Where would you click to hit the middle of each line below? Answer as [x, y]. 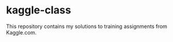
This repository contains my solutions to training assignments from [87, 26]
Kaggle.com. [21, 32]
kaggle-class [39, 10]
